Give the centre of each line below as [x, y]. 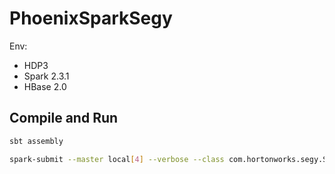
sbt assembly [36, 141]
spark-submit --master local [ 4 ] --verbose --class [117, 159]
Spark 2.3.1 [46, 76]
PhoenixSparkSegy [91, 18]
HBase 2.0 [45, 86]
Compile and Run [64, 118]
